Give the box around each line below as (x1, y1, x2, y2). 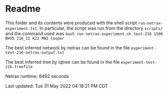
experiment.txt (5, 26, 37, 31)
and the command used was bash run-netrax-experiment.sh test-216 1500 (5, 30, 163, 36)
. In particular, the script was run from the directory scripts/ (37, 25, 163, 31)
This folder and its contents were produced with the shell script (5, 20, 138, 26)
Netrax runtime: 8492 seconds (5, 73, 69, 79)
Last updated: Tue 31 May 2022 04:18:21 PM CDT (5, 83, 108, 89)
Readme (5, 3, 41, 15)
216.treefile (5, 64, 33, 69)
